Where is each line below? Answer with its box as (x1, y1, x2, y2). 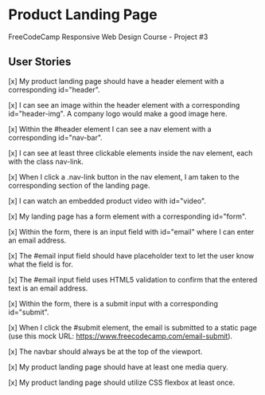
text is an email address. (8, 283, 88, 293)
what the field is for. (8, 259, 74, 269)
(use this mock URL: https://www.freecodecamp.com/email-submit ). (8, 331, 233, 341)
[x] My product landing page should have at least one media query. (8, 361, 228, 372)
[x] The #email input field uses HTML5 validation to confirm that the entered (8, 275, 258, 284)
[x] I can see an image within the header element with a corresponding (8, 100, 240, 109)
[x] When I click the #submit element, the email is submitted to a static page (8, 322, 257, 332)
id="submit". (8, 307, 49, 317)
